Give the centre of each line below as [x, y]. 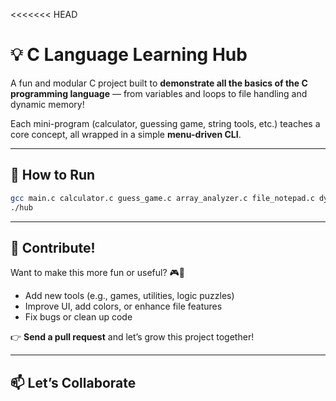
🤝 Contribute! [53, 247]
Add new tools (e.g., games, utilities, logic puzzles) [129, 296]
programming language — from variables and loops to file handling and [159, 93]
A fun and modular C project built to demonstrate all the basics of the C [159, 83]
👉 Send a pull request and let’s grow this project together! [132, 337]
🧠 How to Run [53, 175]
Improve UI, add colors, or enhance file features [123, 306]
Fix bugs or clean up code [78, 317]
